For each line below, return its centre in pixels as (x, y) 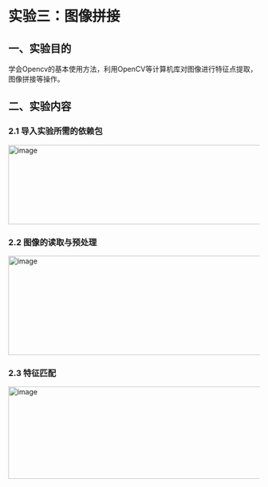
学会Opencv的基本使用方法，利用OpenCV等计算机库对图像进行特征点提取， (133, 69)
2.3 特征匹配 (32, 373)
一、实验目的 (40, 48)
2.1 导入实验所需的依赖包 (55, 131)
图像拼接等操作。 (36, 79)
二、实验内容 (40, 107)
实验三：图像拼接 (65, 16)
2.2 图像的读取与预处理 (53, 242)
